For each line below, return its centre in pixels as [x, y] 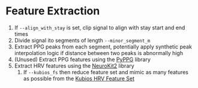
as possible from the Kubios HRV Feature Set [79, 78]
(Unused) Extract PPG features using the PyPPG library [82, 59]
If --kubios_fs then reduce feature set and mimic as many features [106, 72]
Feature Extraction [53, 11]
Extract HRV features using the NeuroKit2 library [74, 66]
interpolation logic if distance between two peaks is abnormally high [99, 53]
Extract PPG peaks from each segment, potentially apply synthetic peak [103, 47]
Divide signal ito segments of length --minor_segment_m [82, 40]
